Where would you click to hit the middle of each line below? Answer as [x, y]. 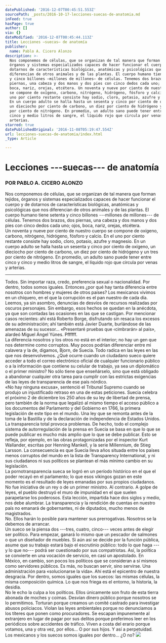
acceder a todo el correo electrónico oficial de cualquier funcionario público [83, 361]
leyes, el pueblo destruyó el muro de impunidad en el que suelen [71, 492]
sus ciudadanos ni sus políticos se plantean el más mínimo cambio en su [79, 461]
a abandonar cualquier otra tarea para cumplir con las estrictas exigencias [81, 376]
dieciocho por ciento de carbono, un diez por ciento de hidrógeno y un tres [82, 252]
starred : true [20, 125]
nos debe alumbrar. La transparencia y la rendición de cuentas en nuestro [80, 503]
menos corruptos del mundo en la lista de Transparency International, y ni [80, 455]
